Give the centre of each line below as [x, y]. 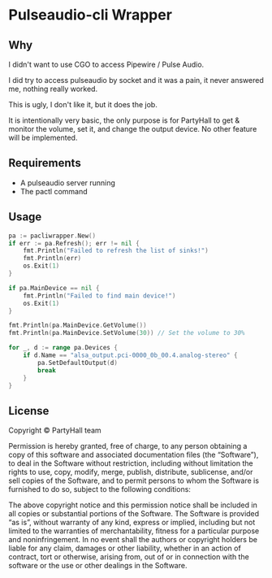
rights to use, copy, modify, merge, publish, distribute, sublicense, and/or [131, 472]
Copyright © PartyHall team [55, 430]
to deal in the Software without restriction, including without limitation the [131, 463]
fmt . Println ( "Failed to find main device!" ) [99, 296]
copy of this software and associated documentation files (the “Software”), [134, 455]
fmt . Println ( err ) [52, 259]
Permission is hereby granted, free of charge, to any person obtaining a [128, 446]
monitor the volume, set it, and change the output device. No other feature [133, 129]
